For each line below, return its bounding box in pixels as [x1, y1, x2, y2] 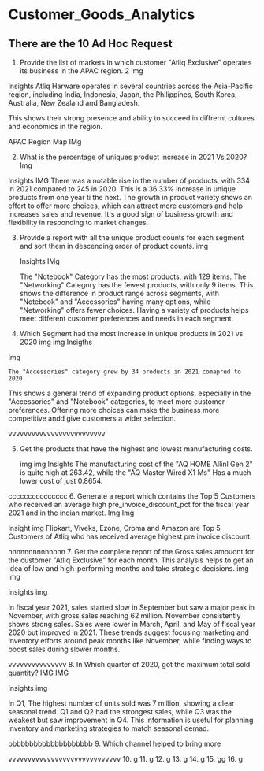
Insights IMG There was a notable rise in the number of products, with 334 [8, 176, 251, 185]
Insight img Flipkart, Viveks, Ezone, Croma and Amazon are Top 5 [8, 524, 221, 532]
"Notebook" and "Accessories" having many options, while [19, 297, 211, 306]
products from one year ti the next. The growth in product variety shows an [8, 193, 253, 202]
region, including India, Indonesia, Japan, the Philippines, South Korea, [8, 90, 238, 99]
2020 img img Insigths [19, 337, 93, 347]
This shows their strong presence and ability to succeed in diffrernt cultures [8, 113, 255, 123]
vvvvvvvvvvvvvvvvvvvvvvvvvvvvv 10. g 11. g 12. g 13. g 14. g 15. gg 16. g [8, 754, 243, 763]
